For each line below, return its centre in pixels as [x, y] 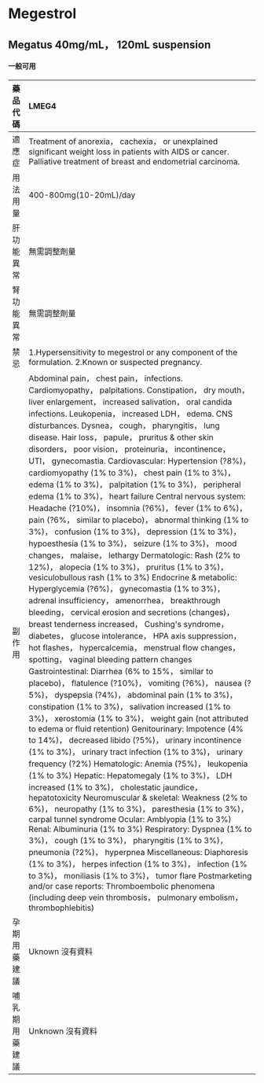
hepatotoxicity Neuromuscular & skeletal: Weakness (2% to [138, 798]
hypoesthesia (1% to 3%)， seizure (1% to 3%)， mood [133, 543]
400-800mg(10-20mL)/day [82, 195]
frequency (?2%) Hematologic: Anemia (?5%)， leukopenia [138, 764]
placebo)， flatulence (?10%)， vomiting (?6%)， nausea [135, 683]
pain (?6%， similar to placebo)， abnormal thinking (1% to [139, 520]
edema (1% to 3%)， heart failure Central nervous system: [137, 496]
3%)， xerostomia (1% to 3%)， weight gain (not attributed [139, 718]
